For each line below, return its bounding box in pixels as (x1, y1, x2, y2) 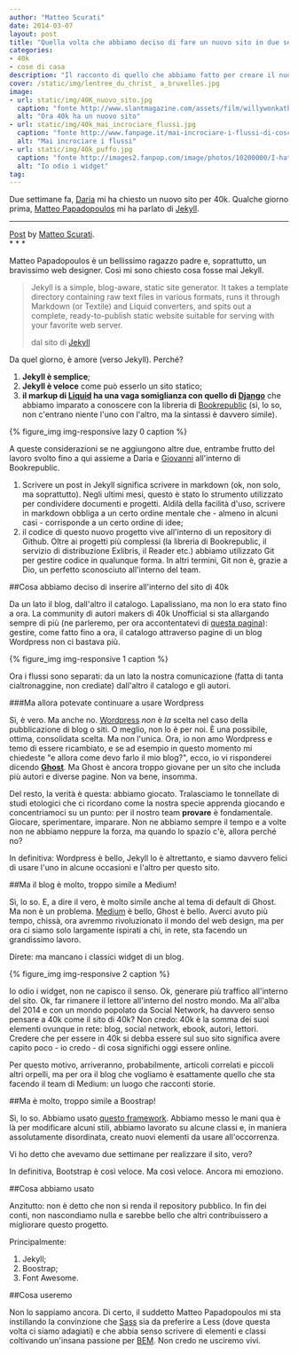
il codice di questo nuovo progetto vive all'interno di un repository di (21, 527, 272, 538)
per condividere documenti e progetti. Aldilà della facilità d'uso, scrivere (21, 499, 286, 509)
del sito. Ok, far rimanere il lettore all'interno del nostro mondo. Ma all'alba (9, 996, 280, 1006)
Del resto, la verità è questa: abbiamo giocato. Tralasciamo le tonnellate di (9, 789, 279, 799)
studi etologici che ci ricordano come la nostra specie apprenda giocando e (9, 798, 286, 808)
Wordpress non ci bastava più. (9, 636, 121, 648)
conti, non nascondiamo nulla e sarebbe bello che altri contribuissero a (9, 1210, 269, 1221)
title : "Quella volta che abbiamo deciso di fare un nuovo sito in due (9, 37, 279, 47)
